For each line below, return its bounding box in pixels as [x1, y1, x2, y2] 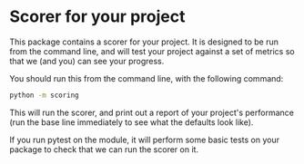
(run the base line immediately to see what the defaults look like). [9, 116, 254, 128]
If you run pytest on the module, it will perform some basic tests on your [9, 134, 280, 145]
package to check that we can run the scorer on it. [9, 143, 198, 155]
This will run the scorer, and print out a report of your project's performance [9, 107, 294, 118]
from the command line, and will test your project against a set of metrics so [9, 45, 295, 56]
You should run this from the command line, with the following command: [9, 72, 284, 83]
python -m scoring [9, 91, 79, 100]
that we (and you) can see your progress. [9, 55, 165, 66]
